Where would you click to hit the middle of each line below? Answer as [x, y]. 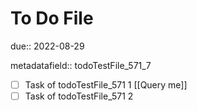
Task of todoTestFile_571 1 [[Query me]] [106, 84]
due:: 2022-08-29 [47, 46]
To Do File [52, 18]
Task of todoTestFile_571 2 [79, 96]
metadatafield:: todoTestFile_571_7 [81, 65]
